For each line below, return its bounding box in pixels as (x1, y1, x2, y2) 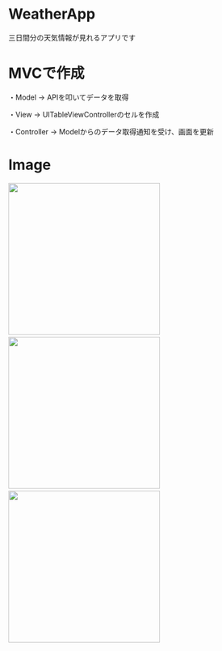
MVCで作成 (8, 64, 85, 83)
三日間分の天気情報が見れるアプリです (8, 32, 136, 42)
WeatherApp (8, 5, 95, 23)
